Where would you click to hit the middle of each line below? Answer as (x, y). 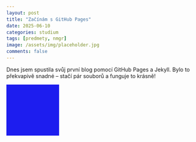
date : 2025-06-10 (28, 26)
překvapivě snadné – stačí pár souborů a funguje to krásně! (81, 76)
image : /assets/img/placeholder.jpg (53, 45)
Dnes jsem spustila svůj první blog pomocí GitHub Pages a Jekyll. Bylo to (98, 69)
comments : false (27, 52)
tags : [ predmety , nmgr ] (37, 39)
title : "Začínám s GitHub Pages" (49, 19)
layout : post (23, 13)
